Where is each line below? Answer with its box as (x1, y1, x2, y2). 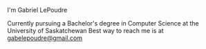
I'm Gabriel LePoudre (7, 6, 68, 14)
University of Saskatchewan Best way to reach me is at (7, 27, 164, 35)
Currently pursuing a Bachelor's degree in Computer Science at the (7, 19, 199, 27)
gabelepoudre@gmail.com (7, 34, 83, 42)
